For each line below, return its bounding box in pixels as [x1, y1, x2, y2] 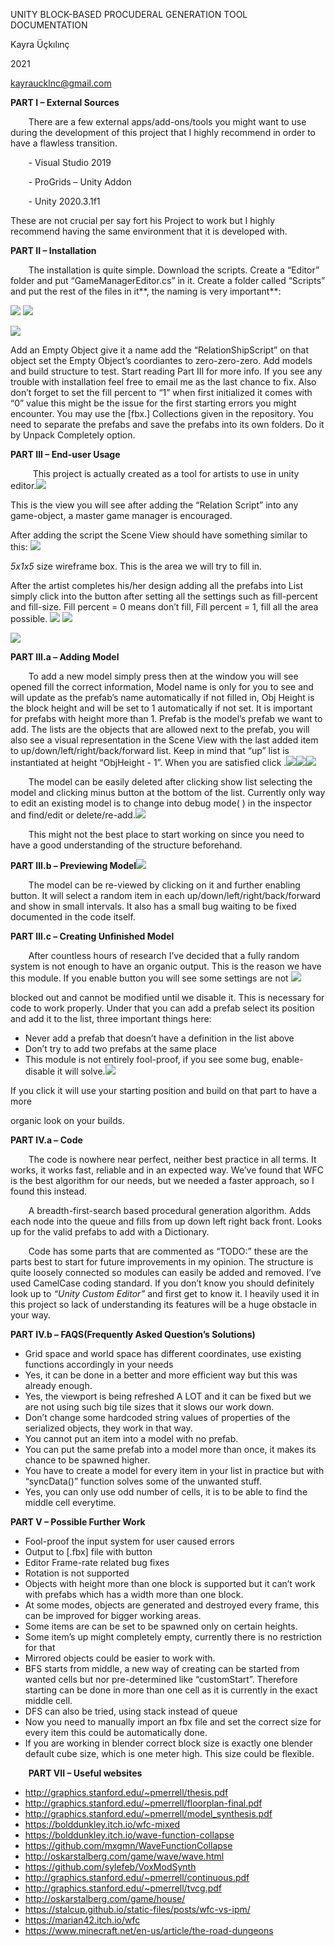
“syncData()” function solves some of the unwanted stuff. [24, 1475, 262, 1487]
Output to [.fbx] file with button [24, 1546, 153, 1558]
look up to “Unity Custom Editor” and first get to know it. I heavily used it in [10, 1288, 320, 1299]
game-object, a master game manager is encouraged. [10, 510, 233, 521]
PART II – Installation [10, 245, 97, 256]
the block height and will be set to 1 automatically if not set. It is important [10, 702, 313, 714]
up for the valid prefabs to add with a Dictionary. [10, 1226, 210, 1238]
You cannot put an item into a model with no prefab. [24, 1433, 239, 1444]
